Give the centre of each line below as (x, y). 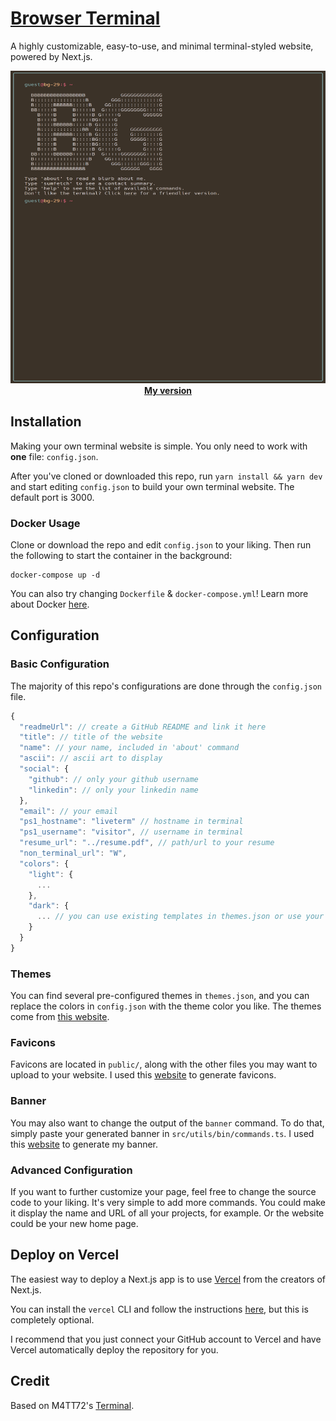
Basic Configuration (60, 664)
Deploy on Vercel (65, 1255)
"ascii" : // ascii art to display (91, 758)
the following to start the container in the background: (121, 556)
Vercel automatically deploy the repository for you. (114, 1349)
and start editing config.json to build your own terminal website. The (152, 486)
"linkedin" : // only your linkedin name (113, 790)
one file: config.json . (54, 456)
